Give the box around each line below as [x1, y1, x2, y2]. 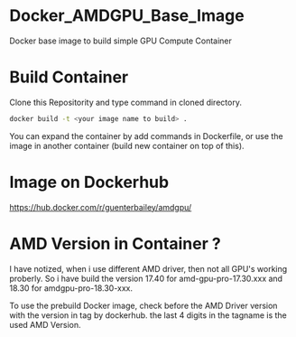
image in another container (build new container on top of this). [9, 140, 245, 151]
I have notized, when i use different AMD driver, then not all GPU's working [9, 263, 288, 274]
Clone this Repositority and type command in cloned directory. [9, 97, 242, 108]
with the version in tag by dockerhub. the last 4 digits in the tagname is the [9, 309, 287, 321]
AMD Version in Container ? [9, 233, 221, 254]
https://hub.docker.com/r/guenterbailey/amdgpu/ [9, 201, 192, 212]
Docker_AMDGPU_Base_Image [9, 5, 245, 26]
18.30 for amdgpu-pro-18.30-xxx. [9, 282, 134, 294]
